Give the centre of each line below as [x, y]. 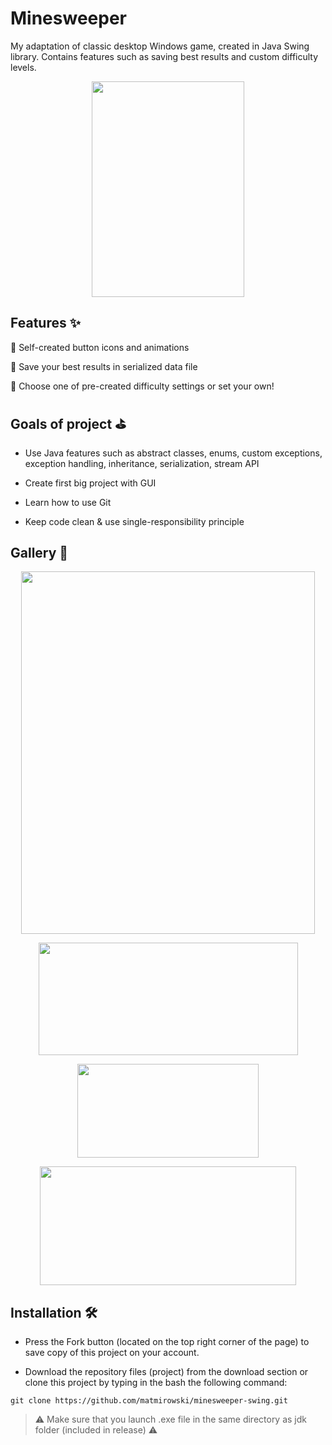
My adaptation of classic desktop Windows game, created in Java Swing [160, 46]
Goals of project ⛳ [68, 424]
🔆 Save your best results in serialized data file [104, 366]
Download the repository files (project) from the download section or [166, 1372]
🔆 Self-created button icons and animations [100, 347]
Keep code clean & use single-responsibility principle [134, 521]
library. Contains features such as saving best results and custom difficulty [164, 56]
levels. [23, 67]
